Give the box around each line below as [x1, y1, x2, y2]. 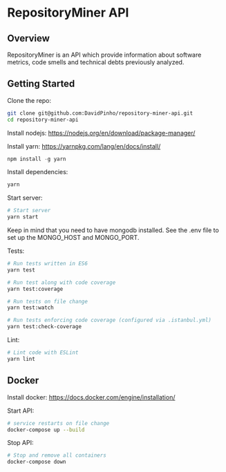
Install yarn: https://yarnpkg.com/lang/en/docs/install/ [7, 142, 161, 150]
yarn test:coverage [7, 285, 64, 292]
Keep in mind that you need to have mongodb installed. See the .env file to [7, 226, 219, 234]
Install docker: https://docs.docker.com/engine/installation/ [7, 393, 176, 402]
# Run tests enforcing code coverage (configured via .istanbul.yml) [7, 317, 212, 324]
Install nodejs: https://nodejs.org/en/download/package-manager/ [7, 129, 196, 137]
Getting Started [7, 78, 75, 90]
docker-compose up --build [7, 426, 85, 433]
